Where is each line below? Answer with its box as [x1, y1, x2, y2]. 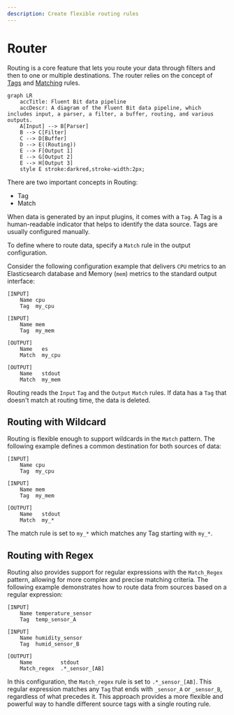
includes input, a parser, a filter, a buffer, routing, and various [7, 110, 214, 118]
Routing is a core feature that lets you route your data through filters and [7, 64, 216, 72]
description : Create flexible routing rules [7, 10, 139, 18]
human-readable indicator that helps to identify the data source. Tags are [7, 220, 218, 228]
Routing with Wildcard [7, 416, 106, 428]
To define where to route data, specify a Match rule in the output [7, 241, 191, 249]
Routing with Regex [7, 549, 94, 561]
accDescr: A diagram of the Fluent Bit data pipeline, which [20, 104, 201, 111]
